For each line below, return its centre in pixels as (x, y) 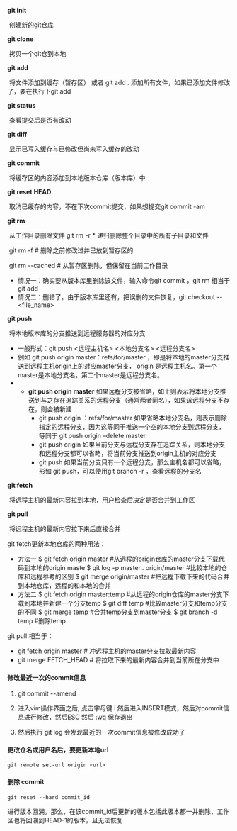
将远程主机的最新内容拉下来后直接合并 (65, 529)
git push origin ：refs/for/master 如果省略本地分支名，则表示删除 (133, 418)
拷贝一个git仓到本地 (37, 54)
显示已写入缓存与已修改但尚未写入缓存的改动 (74, 149)
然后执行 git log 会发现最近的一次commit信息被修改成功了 (101, 732)
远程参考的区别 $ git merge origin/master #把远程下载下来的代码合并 (130, 576)
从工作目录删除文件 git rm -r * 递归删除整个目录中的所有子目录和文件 (109, 235)
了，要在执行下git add (39, 91)
